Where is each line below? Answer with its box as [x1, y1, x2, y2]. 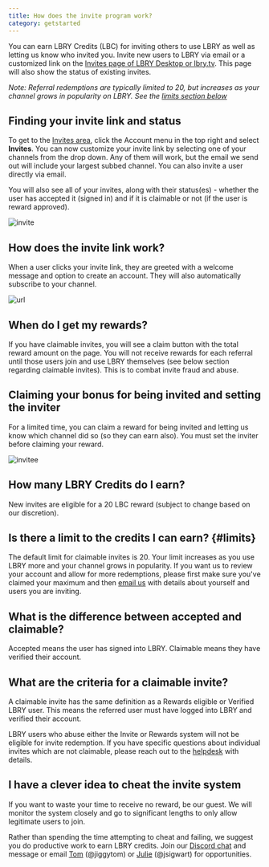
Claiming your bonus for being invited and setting [8, 389, 261, 402]
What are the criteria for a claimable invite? [8, 675, 229, 689]
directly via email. [8, 169, 67, 179]
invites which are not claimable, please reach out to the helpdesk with [8, 747, 239, 755]
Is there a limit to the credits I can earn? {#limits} [8, 531, 257, 544]
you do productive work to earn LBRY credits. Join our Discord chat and [8, 841, 247, 850]
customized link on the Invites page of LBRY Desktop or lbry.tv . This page [8, 58, 252, 68]
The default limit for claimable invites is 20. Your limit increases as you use [8, 552, 255, 562]
